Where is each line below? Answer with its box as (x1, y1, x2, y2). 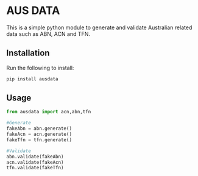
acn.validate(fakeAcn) (6, 159, 64, 165)
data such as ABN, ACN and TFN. (6, 30, 90, 37)
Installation (6, 48, 50, 58)
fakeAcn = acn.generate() (6, 132, 72, 138)
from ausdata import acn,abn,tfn (6, 109, 91, 115)
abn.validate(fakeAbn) (6, 153, 64, 160)
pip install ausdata (6, 76, 59, 82)
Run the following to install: (6, 64, 74, 71)
